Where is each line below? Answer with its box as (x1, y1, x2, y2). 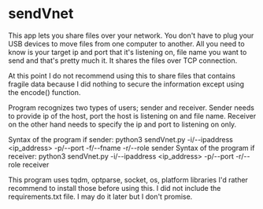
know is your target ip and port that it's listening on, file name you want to (8, 47, 247, 57)
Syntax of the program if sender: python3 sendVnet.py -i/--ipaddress (8, 134, 234, 144)
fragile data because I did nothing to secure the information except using (8, 79, 245, 89)
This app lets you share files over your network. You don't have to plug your (8, 31, 254, 40)
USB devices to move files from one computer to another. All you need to (8, 38, 246, 48)
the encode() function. (8, 87, 81, 97)
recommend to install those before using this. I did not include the (8, 183, 221, 192)
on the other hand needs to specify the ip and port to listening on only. (8, 119, 237, 129)
